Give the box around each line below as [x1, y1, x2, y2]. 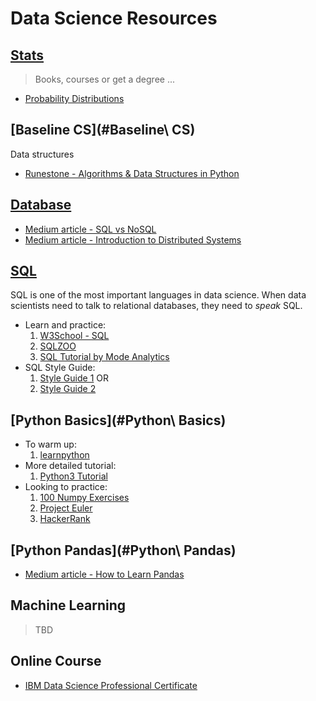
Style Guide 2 [39, 383, 97, 395]
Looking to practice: [24, 481, 108, 493]
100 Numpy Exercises [39, 492, 130, 504]
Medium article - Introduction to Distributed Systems [24, 233, 242, 246]
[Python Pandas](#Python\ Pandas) [10, 542, 237, 559]
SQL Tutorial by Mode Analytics [39, 351, 170, 363]
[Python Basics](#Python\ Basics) [10, 412, 227, 429]
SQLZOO [39, 340, 77, 352]
